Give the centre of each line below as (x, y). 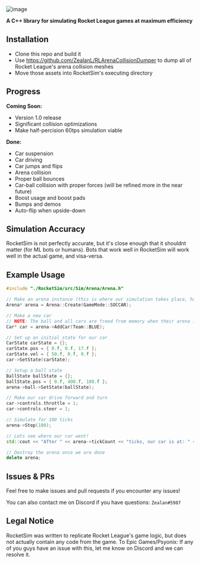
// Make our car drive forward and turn (57, 398)
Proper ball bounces (40, 178)
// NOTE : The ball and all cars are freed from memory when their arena (98, 321)
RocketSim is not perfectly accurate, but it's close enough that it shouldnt (96, 243)
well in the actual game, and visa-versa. (55, 256)
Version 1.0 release (38, 117)
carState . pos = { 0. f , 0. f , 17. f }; (51, 349)
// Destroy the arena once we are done (56, 452)
